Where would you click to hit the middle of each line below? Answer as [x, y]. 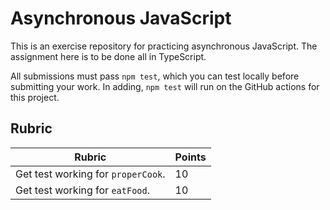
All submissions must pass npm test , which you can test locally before [155, 76]
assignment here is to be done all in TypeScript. [108, 56]
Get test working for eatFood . [83, 190]
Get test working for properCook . [90, 174]
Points [190, 157]
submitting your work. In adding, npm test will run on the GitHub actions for [165, 86]
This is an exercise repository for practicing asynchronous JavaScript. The [164, 46]
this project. [35, 97]
